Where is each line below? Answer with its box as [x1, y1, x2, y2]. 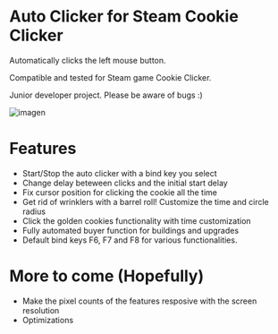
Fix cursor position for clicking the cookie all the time [21, 186, 217, 198]
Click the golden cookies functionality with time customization [21, 215, 252, 226]
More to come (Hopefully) [9, 266, 205, 287]
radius [21, 206, 46, 217]
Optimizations [21, 314, 74, 325]
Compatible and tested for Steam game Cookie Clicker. [9, 72, 212, 82]
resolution [21, 304, 60, 315]
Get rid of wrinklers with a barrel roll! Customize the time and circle [21, 196, 270, 207]
